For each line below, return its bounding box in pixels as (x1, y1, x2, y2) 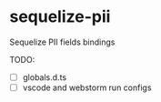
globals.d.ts (22, 71, 66, 83)
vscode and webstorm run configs (22, 82, 152, 93)
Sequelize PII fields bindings (9, 36, 116, 47)
